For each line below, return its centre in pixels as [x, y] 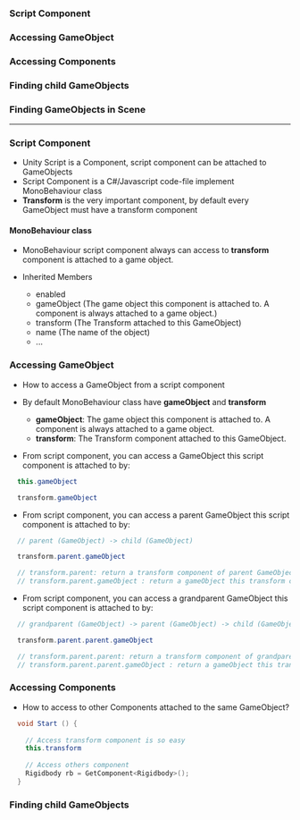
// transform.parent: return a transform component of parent [135, 573]
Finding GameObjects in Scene [77, 109]
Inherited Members [57, 277]
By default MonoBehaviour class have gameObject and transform [144, 402]
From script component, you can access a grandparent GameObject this [155, 598]
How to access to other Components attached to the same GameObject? [156, 707]
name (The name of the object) [92, 333]
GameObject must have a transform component [110, 210]
